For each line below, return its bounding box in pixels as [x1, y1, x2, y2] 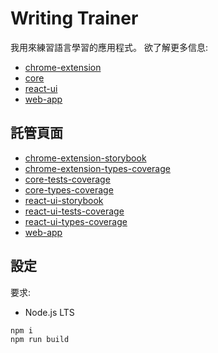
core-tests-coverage [24, 173, 111, 185]
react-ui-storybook [24, 194, 104, 206]
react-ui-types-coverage [24, 215, 128, 227]
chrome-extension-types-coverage [24, 162, 171, 174]
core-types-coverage [24, 183, 114, 196]
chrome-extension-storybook [24, 152, 147, 164]
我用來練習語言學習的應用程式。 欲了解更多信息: [10, 41, 208, 53]
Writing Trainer [10, 7, 139, 30]
